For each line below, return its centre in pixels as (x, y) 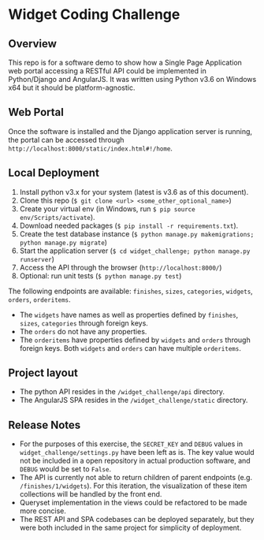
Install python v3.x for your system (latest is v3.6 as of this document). (134, 192)
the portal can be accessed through (66, 140)
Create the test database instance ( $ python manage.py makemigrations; (137, 233)
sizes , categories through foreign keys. (84, 323)
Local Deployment (54, 173)
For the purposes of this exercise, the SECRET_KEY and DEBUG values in (131, 444)
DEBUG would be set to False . (65, 469)
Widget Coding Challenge (94, 15)
